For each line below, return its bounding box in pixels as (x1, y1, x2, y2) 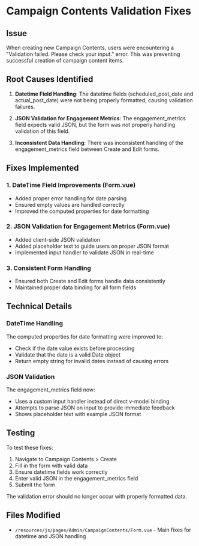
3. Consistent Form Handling (6, 263, 92, 272)
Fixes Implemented (6, 163, 79, 173)
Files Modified (6, 510, 61, 521)
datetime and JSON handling (14, 532, 86, 539)
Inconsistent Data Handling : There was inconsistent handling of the (14, 139, 184, 146)
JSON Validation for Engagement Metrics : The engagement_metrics (14, 114, 186, 121)
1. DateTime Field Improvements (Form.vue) (6, 181, 136, 189)
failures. (14, 103, 35, 110)
